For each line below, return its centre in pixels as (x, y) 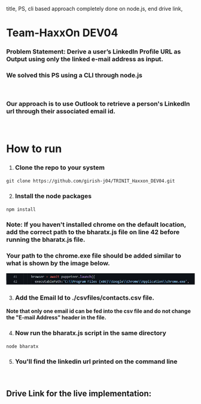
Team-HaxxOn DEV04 (62, 33)
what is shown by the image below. (58, 264)
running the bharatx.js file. (46, 240)
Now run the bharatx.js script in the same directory (90, 333)
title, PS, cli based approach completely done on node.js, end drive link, (95, 9)
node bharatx (22, 347)
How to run (34, 149)
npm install (21, 210)
